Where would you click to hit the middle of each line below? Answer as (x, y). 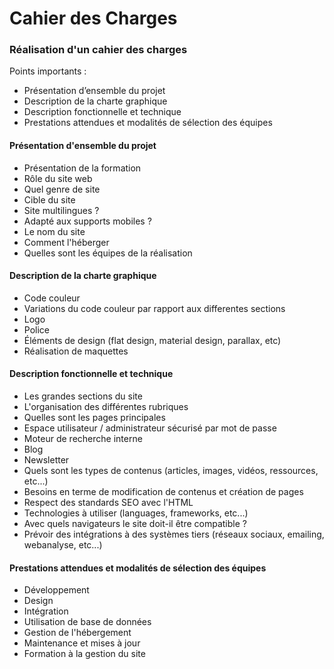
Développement (56, 590)
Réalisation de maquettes (76, 351)
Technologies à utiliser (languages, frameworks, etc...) (136, 513)
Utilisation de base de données (87, 622)
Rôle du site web (58, 178)
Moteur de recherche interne (83, 439)
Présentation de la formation (82, 168)
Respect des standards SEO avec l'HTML (108, 503)
